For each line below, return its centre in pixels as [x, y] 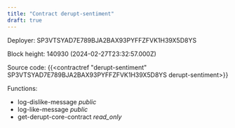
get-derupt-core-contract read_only [69, 117]
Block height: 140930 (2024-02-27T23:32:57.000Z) [82, 54]
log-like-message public [53, 109]
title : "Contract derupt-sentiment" [61, 14]
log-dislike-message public [57, 101]
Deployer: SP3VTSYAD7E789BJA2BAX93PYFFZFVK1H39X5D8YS [102, 40]
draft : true [25, 20]
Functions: [22, 88]
